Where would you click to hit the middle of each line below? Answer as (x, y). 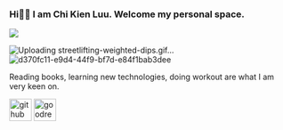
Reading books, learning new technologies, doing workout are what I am (141, 77)
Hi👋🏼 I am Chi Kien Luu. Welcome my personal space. (127, 14)
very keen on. (34, 86)
